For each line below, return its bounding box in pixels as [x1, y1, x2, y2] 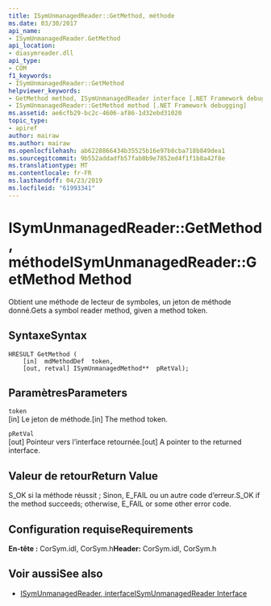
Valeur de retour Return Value [8, 469, 159, 483]
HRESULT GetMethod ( [8, 350, 78, 359]
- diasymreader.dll [8, 49, 74, 57]
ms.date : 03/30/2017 [8, 19, 78, 27]
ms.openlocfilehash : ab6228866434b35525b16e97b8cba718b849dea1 [8, 147, 226, 155]
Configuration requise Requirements [8, 522, 194, 536]
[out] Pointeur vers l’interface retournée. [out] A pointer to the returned [8, 437, 242, 447]
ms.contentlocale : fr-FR [8, 169, 92, 177]
